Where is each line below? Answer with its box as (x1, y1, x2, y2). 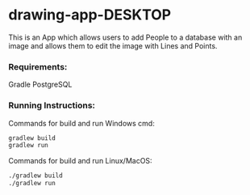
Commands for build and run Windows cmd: (8, 118, 155, 128)
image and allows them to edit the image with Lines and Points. (8, 40, 218, 50)
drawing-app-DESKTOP (8, 6, 172, 24)
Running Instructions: (8, 100, 95, 111)
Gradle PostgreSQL (8, 79, 73, 90)
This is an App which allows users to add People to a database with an (8, 32, 243, 42)
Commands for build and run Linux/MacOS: (8, 156, 152, 166)
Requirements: (8, 61, 68, 72)
